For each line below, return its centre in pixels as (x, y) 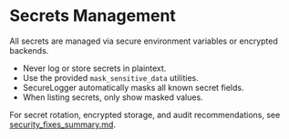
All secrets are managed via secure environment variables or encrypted (144, 41)
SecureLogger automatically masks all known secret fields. (133, 87)
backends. (29, 50)
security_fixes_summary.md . (63, 124)
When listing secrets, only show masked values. (113, 97)
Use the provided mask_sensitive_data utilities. (110, 77)
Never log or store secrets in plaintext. (94, 68)
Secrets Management (93, 16)
